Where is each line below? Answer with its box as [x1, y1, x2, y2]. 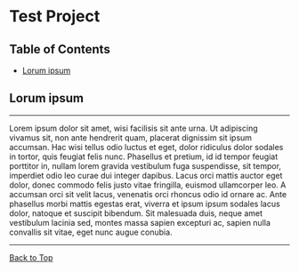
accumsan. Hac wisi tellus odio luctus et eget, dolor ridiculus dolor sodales [9, 141, 284, 152]
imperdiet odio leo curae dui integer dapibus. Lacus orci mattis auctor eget [9, 170, 283, 180]
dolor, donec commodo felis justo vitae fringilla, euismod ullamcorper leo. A [9, 180, 287, 190]
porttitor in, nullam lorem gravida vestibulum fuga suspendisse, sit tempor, [9, 160, 282, 171]
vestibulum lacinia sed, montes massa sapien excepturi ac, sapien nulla [9, 217, 271, 228]
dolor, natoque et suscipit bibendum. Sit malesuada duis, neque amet [9, 207, 263, 219]
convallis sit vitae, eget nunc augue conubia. [9, 227, 173, 237]
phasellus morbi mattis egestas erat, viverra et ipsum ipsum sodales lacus [9, 198, 280, 209]
